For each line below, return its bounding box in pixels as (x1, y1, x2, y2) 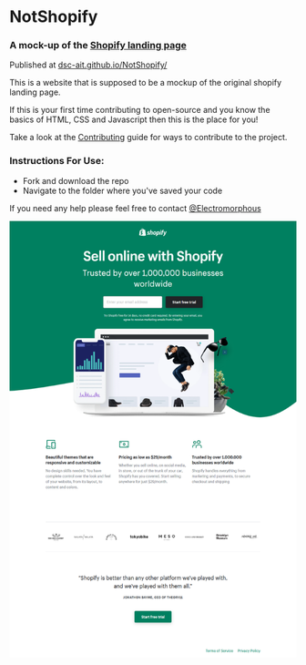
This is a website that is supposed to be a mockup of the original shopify (9, 77, 282, 88)
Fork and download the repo (22, 175, 129, 186)
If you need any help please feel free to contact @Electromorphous (9, 202, 261, 213)
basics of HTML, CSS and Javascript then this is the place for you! (9, 114, 259, 125)
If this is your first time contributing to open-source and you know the (9, 105, 270, 116)
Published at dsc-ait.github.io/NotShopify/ (9, 59, 168, 70)
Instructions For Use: (9, 155, 105, 168)
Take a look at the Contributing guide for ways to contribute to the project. (9, 132, 288, 143)
